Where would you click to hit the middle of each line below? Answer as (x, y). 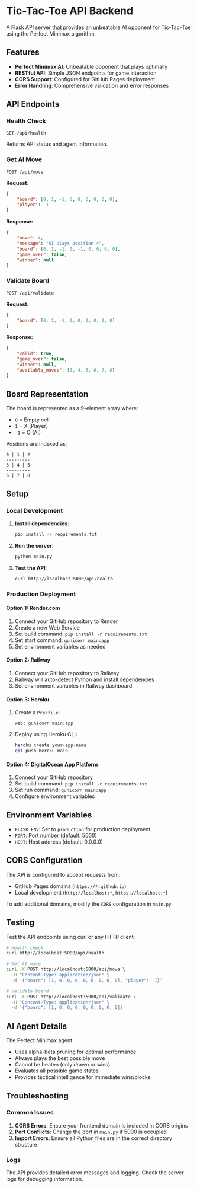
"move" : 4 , (30, 238)
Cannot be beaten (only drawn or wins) (62, 1065)
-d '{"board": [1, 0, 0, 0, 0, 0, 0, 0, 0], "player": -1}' (87, 980)
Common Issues (30, 1113)
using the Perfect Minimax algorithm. (51, 33)
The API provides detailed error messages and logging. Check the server (95, 1173)
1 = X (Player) (31, 426)
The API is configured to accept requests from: (63, 874)
